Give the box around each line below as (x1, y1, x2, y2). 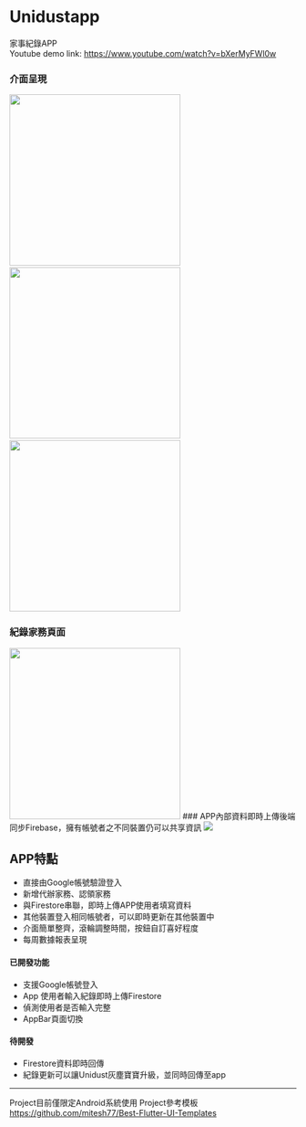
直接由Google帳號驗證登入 (22, 877, 123, 888)
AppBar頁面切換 (22, 1013, 84, 1024)
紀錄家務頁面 (9, 626, 66, 638)
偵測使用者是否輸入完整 (22, 1002, 111, 1013)
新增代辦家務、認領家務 (22, 889, 111, 900)
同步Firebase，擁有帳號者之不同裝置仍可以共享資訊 (9, 822, 202, 833)
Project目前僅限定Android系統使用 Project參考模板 (9, 1097, 199, 1108)
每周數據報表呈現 (22, 934, 87, 945)
